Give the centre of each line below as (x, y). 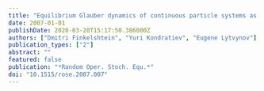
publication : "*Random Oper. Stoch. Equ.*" (81, 67)
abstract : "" (30, 52)
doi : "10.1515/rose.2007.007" (58, 74)
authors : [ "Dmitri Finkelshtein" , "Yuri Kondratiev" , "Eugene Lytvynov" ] (133, 38)
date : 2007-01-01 (37, 23)
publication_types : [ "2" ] (51, 45)
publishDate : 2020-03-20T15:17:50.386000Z (79, 30)
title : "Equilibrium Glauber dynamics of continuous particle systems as (133, 15)
